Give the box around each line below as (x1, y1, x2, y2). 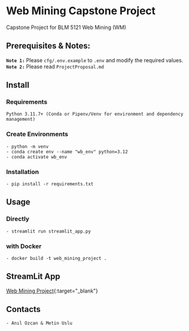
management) (6, 117, 35, 123)
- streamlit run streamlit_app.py (6, 228, 92, 234)
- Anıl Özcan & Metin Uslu (6, 320, 73, 326)
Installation (6, 168, 40, 176)
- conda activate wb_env (6, 154, 67, 160)
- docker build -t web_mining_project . (6, 256, 107, 262)
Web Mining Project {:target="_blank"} (6, 287, 99, 294)
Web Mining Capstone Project (6, 4, 156, 18)
